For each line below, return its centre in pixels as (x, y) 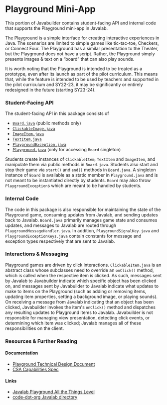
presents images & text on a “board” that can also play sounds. (70, 59)
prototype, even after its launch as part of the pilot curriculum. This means (82, 74)
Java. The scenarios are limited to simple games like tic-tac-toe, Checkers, (82, 43)
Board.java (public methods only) (47, 123)
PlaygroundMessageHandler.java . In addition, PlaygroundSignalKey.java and (82, 230)
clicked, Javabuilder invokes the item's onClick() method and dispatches (81, 307)
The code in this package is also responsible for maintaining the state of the (83, 209)
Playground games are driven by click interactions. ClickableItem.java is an (83, 265)
